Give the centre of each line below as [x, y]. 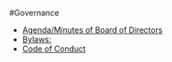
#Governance [34, 13]
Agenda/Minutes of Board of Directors [92, 30]
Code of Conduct [54, 49]
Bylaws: [37, 39]
